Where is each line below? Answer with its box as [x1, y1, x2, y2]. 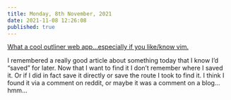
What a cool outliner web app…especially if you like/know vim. [7, 43, 189, 51]
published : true [7, 23, 55, 30]
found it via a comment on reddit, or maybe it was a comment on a [7, 79, 201, 87]
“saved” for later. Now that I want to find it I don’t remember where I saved [7, 64, 224, 73]
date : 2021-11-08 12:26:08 [7, 17, 87, 24]
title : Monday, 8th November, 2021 [7, 10, 112, 18]
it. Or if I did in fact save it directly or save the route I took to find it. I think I [7, 71, 225, 80]
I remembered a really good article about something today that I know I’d [7, 56, 219, 65]
